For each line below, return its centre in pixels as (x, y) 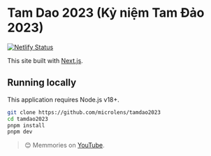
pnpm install (26, 125)
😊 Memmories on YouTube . (64, 146)
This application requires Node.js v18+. (64, 99)
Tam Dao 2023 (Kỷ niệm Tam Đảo (106, 13)
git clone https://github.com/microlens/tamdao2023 (84, 112)
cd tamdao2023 (28, 119)
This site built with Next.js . (45, 60)
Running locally (42, 83)
